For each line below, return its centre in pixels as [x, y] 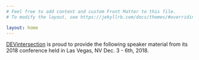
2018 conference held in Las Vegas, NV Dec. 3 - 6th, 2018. [78, 51]
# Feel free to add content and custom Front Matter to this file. [91, 11]
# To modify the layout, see [42, 17]
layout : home [22, 28]
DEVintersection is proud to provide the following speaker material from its [97, 44]
